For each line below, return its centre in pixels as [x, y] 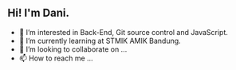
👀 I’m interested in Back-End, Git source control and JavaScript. [124, 32]
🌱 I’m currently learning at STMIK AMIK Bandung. [100, 41]
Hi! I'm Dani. [38, 13]
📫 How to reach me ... [56, 58]
